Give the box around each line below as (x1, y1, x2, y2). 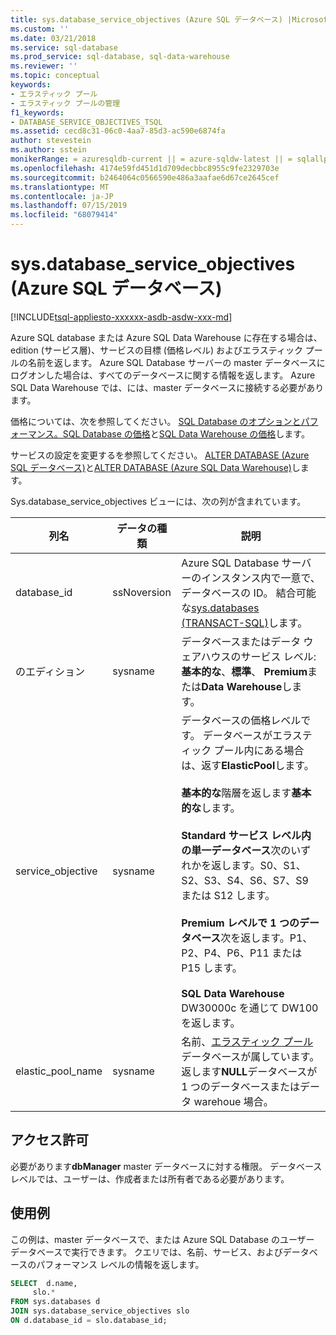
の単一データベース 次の (181, 843, 292, 857)
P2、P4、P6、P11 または (181, 946, 303, 960)
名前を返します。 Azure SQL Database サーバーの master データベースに (27, 356, 326, 368)
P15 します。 (181, 961, 243, 975)
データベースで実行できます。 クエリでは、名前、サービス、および (10, 1246, 283, 1258)
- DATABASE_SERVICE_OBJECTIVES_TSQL (10, 117, 163, 127)
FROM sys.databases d (10, 1297, 101, 1307)
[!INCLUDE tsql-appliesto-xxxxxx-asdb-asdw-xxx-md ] (10, 311, 233, 323)
